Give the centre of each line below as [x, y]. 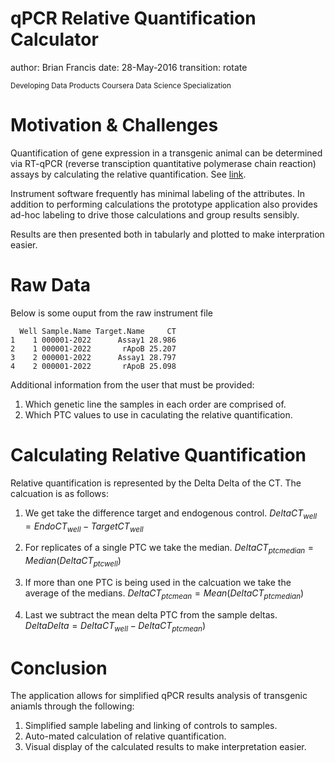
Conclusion [59, 668]
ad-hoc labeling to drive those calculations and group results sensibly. [155, 214]
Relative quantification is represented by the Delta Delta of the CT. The [156, 483]
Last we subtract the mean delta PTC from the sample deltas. [151, 614]
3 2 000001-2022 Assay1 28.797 [93, 357]
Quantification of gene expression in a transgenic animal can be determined [166, 153]
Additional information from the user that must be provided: [132, 384]
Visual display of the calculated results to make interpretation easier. [165, 747]
